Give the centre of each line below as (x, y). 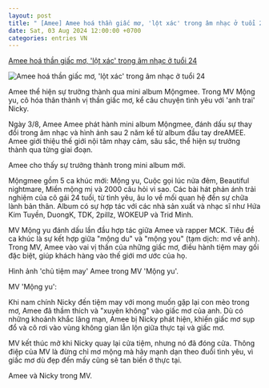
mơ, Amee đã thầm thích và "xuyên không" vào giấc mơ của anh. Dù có (126, 311)
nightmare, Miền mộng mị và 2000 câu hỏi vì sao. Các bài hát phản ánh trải (132, 190)
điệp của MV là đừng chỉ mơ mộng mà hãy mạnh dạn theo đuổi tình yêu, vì (131, 352)
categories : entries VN (48, 38)
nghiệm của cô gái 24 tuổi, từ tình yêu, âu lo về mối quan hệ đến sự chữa (128, 198)
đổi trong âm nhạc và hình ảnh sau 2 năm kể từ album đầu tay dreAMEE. (127, 133)
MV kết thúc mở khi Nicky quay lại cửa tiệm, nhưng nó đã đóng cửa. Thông (132, 343)
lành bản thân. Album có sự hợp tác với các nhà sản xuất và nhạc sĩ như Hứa (134, 206)
